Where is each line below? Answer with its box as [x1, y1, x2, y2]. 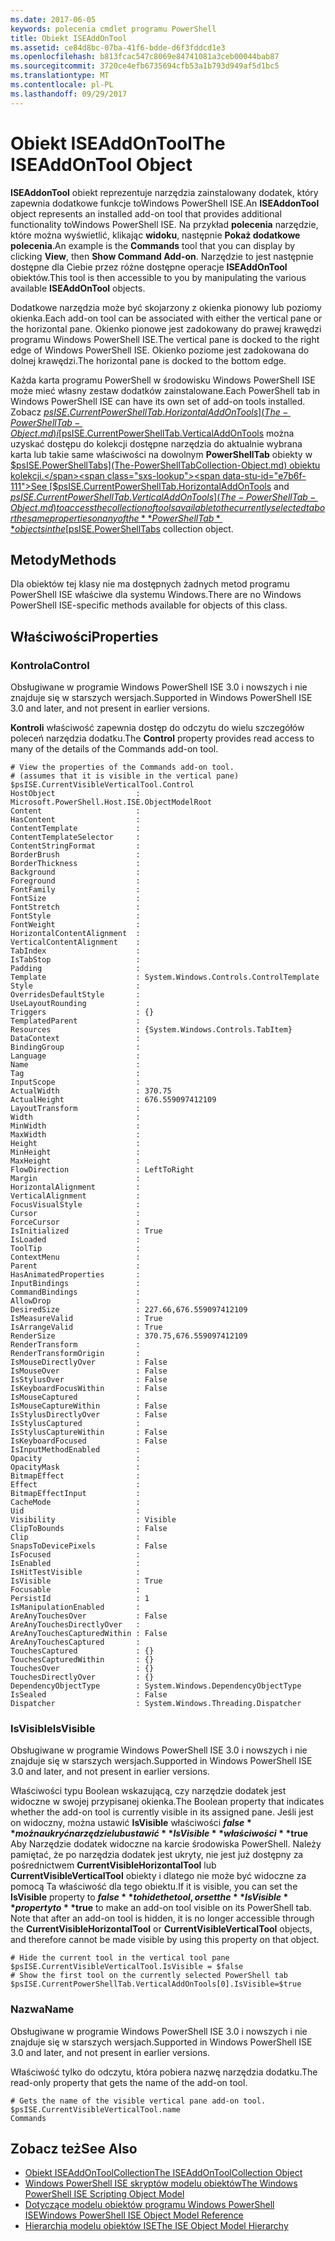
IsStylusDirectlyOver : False [10, 1410, 168, 1420]
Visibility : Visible [10, 1515, 177, 1525]
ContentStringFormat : [10, 841, 141, 851]
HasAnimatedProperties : [10, 1270, 141, 1280]
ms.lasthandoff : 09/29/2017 [10, 89, 128, 99]
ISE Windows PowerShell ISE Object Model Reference [24, 2209, 244, 2221]
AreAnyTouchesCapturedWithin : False [10, 1629, 168, 1639]
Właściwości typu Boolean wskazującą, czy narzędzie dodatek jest [10, 1785, 287, 1797]
